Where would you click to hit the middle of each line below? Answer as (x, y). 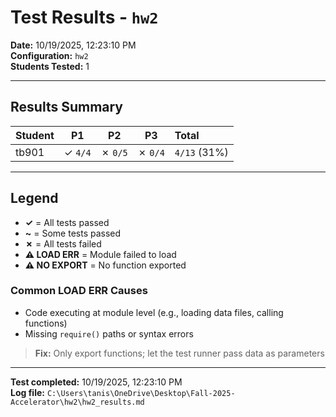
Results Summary (67, 107)
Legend (34, 198)
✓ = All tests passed (67, 222)
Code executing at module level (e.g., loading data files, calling (154, 312)
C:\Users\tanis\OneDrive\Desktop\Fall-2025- (141, 393)
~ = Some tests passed (73, 233)
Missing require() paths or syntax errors (109, 333)
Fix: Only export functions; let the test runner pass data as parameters (179, 353)
